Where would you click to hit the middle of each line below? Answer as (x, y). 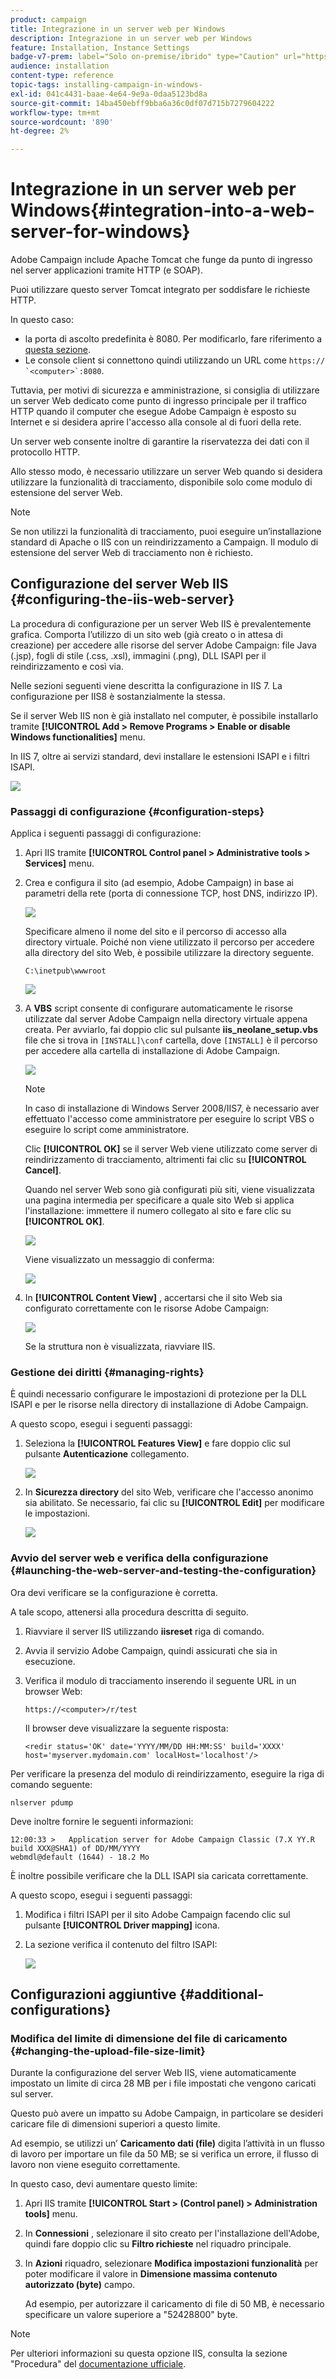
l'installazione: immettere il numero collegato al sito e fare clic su (158, 1211)
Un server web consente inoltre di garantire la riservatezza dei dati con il (160, 442)
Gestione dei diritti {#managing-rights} (107, 1373)
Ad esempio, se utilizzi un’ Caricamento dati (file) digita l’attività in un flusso (167, 2143)
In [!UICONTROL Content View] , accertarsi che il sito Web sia (153, 1298)
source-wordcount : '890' (62, 122)
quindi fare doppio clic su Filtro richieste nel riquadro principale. (158, 2244)
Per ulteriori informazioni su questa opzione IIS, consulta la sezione (149, 2353)
